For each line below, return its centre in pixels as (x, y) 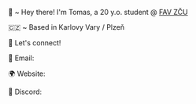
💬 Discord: (25, 91)
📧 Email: (21, 58)
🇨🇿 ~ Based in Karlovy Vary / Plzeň (66, 27)
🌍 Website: (27, 74)
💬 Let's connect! (35, 43)
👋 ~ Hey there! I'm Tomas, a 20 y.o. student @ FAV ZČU (98, 12)
